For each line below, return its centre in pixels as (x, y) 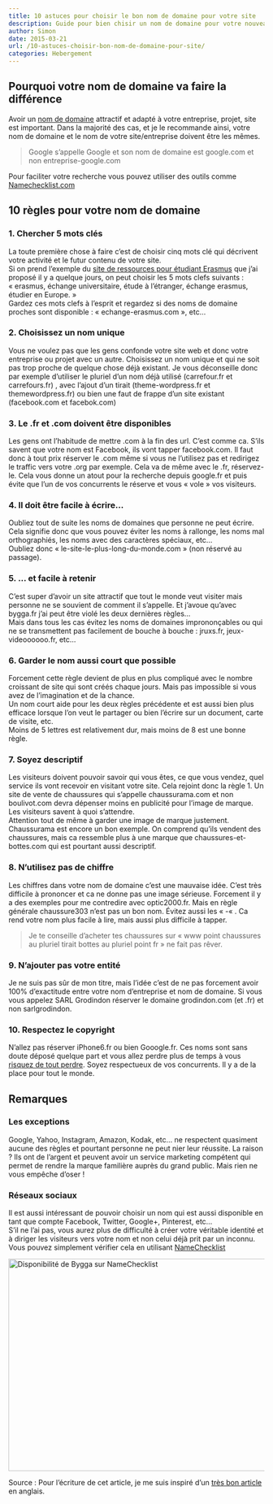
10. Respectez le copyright (62, 1029)
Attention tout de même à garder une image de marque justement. (119, 821)
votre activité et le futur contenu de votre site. (85, 260)
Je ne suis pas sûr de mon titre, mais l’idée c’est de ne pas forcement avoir (134, 982)
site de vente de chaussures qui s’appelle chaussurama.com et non (121, 795)
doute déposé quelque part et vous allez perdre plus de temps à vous (125, 1056)
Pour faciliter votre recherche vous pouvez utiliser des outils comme (123, 176)
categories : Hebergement (50, 54)
